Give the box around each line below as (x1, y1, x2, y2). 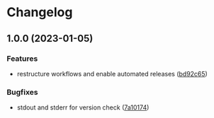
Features (6, 54, 38, 64)
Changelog (6, 4, 73, 20)
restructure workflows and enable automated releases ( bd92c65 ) (16, 69, 208, 78)
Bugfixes (6, 87, 38, 97)
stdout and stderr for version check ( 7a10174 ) (16, 103, 150, 112)
